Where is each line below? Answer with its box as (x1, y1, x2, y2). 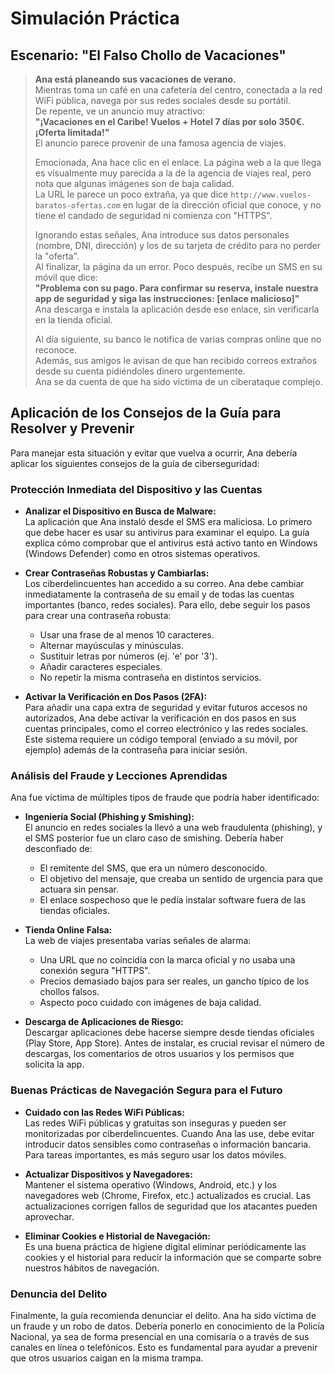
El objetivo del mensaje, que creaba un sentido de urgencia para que (39, 873, 323, 885)
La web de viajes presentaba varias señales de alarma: (24, 935, 252, 947)
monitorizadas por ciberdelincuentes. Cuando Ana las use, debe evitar (24, 1127, 315, 1139)
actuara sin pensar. (39, 883, 119, 896)
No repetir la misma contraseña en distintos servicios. (39, 672, 262, 684)
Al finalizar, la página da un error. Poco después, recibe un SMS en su (34, 261, 323, 272)
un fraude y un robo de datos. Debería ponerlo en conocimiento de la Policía (10, 1320, 325, 1332)
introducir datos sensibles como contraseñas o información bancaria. (24, 1138, 312, 1150)
